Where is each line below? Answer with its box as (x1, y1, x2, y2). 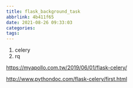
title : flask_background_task (6, 8, 81, 15)
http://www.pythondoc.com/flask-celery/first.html (6, 76, 128, 83)
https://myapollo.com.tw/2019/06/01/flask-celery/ (6, 64, 127, 71)
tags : (6, 31, 20, 36)
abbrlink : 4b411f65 (6, 14, 54, 20)
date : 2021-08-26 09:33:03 (6, 19, 73, 25)
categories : (6, 25, 35, 31)
